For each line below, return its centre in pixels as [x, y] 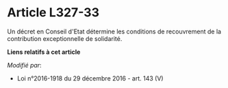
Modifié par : [25, 65]
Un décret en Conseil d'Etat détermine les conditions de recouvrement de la [114, 31]
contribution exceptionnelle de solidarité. [65, 38]
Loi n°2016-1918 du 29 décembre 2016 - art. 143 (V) [90, 78]
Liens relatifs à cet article [44, 52]
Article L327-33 [53, 13]
